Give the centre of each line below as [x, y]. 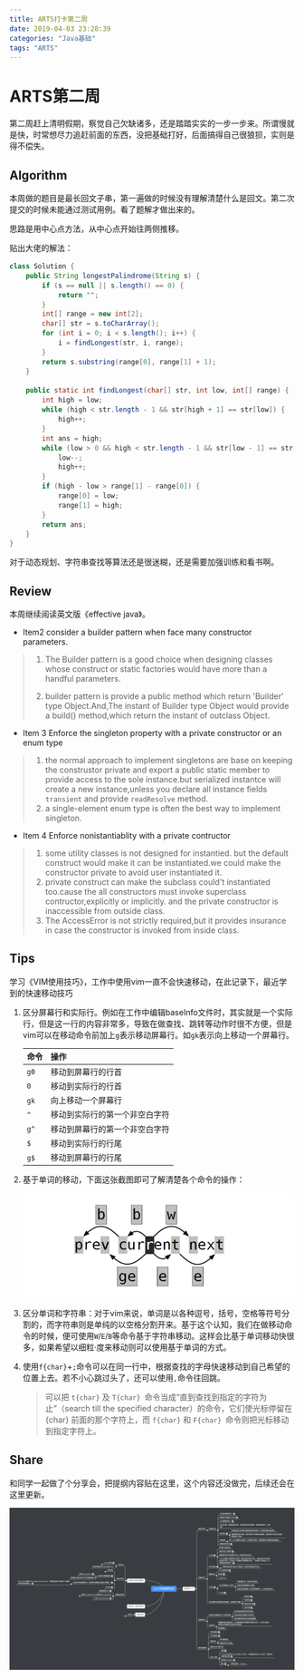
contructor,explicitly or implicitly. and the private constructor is [161, 901]
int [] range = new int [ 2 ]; [93, 314]
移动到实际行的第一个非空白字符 [110, 1114]
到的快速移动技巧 [41, 993]
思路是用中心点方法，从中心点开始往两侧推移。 [96, 228]
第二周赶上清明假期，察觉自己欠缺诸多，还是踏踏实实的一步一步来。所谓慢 [148, 123]
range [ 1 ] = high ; [90, 505]
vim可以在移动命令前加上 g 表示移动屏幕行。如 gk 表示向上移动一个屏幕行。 [158, 1034]
